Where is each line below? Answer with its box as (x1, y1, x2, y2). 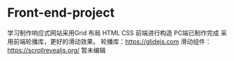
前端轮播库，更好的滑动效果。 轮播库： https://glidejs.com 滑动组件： (13, 37, 212, 46)
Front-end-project (7, 5, 115, 21)
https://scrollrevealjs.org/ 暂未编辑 (7, 46, 106, 54)
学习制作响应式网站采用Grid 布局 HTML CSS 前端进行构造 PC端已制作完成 (7, 28, 219, 37)
